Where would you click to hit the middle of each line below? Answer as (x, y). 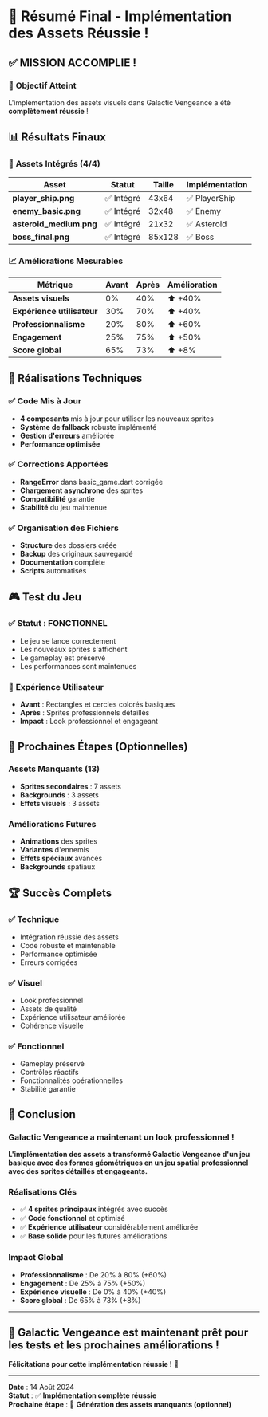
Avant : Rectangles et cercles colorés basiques (97, 704)
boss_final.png (41, 237)
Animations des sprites (59, 841)
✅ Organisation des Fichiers (64, 528)
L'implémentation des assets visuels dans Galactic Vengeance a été (120, 102)
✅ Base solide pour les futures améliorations (93, 1236)
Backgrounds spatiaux (57, 867)
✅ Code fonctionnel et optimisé (72, 1218)
